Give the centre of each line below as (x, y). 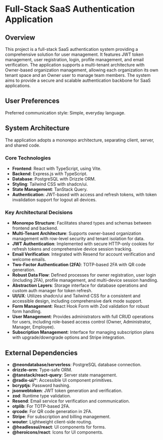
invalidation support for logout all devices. (54, 200)
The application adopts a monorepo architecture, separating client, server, (80, 140)
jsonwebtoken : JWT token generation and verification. (67, 391)
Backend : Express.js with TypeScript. (50, 174)
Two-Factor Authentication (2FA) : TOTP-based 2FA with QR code (79, 265)
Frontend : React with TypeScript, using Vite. (57, 168)
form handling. (27, 311)
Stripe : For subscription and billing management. (61, 417)
